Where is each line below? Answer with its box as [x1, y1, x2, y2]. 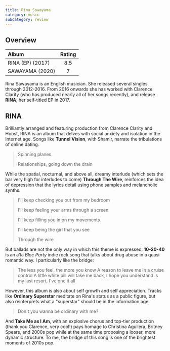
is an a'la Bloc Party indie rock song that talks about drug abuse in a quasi [5, 252, 160, 257]
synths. [5, 187, 21, 193]
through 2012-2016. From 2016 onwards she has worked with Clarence [5, 86, 153, 92]
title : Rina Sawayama [5, 7, 51, 13]
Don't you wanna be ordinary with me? [17, 308, 99, 314]
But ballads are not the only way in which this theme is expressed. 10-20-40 [5, 246, 165, 252]
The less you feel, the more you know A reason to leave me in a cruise [17, 267, 164, 273]
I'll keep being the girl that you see [17, 227, 90, 232]
